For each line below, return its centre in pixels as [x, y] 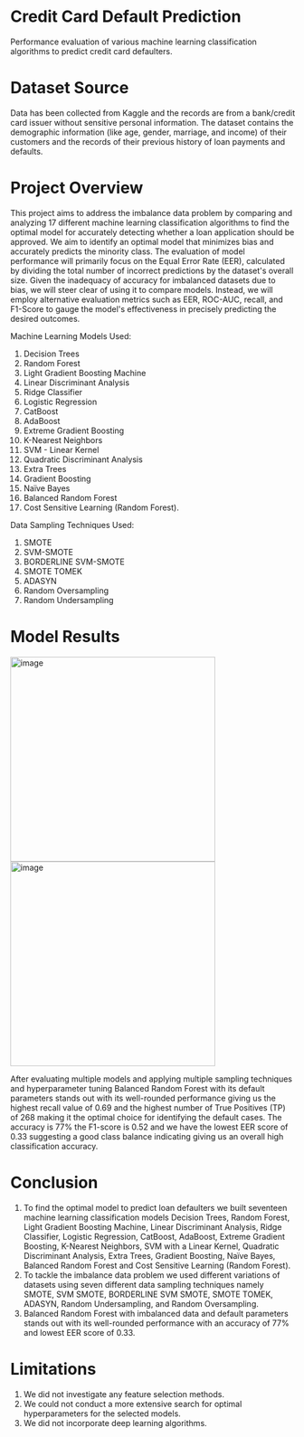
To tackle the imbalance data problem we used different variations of [152, 1275]
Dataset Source [70, 88]
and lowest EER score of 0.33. [79, 1332]
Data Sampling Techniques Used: [72, 525]
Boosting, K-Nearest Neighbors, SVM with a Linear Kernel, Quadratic [151, 1246]
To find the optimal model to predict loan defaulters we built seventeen [155, 1207]
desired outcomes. [45, 318]
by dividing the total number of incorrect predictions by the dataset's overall [152, 270]
